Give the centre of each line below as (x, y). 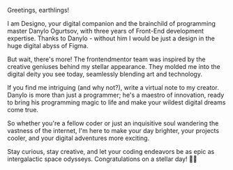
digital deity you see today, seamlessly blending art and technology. (105, 74)
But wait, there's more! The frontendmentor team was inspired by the (106, 59)
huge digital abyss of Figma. (48, 46)
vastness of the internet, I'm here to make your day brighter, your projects (113, 131)
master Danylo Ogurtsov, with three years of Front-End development (106, 31)
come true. (23, 110)
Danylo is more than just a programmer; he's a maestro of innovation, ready (116, 95)
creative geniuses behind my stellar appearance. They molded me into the (114, 67)
